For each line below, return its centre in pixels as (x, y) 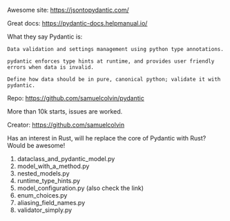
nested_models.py (44, 173)
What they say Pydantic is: (45, 36)
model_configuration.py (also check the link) (80, 188)
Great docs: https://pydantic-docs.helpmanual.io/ (77, 23)
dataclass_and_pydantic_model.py (66, 159)
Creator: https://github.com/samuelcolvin (66, 125)
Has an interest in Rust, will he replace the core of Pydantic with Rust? (107, 138)
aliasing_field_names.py (51, 203)
